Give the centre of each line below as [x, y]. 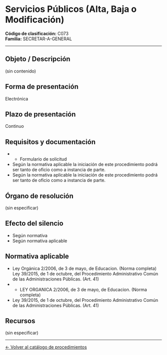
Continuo [14, 126]
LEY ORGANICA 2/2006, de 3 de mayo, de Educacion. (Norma [83, 289]
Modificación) [35, 20]
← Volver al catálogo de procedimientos [46, 347]
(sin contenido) [21, 71]
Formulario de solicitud [43, 159]
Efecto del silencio [34, 223]
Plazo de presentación [41, 114]
